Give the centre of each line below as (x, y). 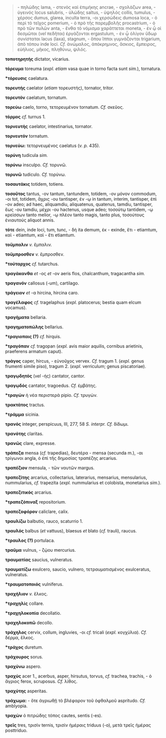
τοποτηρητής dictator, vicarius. (37, 59)
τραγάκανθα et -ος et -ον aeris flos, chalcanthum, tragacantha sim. (75, 273)
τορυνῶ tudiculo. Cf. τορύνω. (35, 174)
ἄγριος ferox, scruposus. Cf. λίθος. (41, 681)
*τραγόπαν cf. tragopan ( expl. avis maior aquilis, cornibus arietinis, (74, 346)
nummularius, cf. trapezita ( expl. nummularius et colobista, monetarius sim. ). (83, 483)
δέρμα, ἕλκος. (20, 637)
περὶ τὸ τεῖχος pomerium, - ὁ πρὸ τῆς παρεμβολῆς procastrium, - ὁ (86, 23)
